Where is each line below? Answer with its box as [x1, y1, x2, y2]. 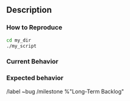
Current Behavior [6, 58, 59, 66]
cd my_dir [6, 37, 32, 43]
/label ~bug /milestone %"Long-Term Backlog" [6, 88, 125, 95]
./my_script [6, 43, 37, 49]
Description [6, 5, 52, 15]
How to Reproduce [6, 23, 63, 32]
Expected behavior [6, 73, 64, 82]
